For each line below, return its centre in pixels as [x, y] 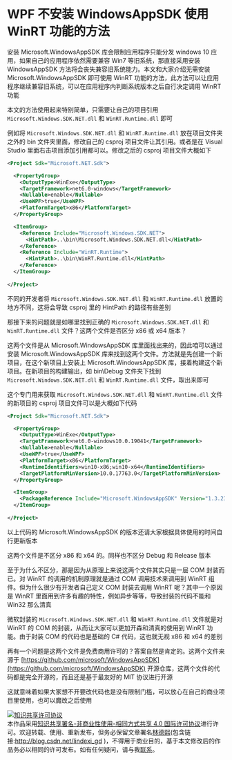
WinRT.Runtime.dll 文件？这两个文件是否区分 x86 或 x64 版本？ [97, 330]
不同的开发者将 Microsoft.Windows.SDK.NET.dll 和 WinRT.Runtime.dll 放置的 [115, 298]
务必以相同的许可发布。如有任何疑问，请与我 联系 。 [86, 749]
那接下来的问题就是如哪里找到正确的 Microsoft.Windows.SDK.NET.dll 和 [108, 322]
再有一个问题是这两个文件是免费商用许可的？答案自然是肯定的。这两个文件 [113, 651]
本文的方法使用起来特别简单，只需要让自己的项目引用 [83, 109]
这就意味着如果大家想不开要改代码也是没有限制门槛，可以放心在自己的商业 [113, 692]
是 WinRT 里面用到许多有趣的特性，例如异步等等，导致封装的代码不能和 [109, 596]
